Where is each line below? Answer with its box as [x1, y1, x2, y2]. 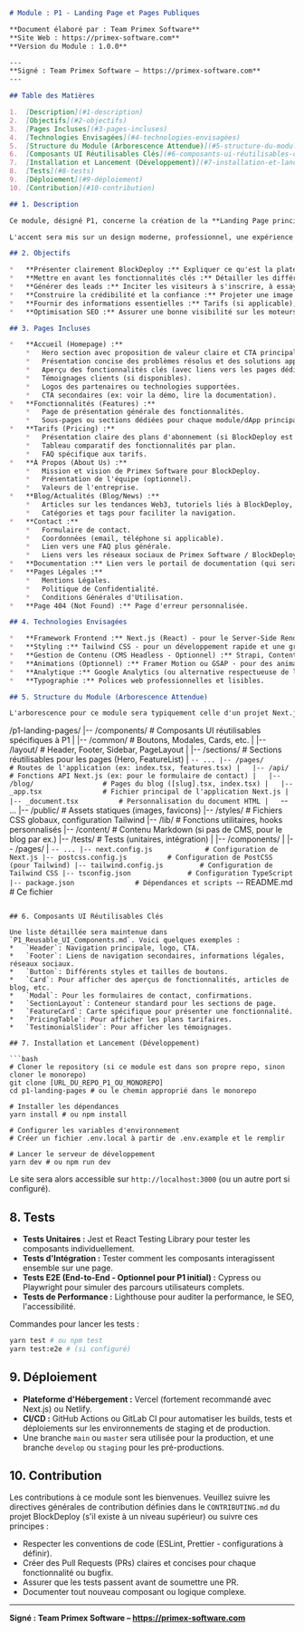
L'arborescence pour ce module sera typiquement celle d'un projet [9, 709, 270, 718]
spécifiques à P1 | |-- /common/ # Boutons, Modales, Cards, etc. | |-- [9, 735, 267, 746]
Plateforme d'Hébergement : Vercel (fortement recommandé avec [22, 1394, 271, 1405]
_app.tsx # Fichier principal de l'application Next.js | [9, 787, 290, 797]
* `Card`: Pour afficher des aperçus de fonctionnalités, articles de [9, 975, 290, 985]
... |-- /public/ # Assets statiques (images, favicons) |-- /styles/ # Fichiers [9, 805, 283, 816]
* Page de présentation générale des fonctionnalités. [25, 408, 245, 417]
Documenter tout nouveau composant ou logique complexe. [22, 1587, 247, 1598]
